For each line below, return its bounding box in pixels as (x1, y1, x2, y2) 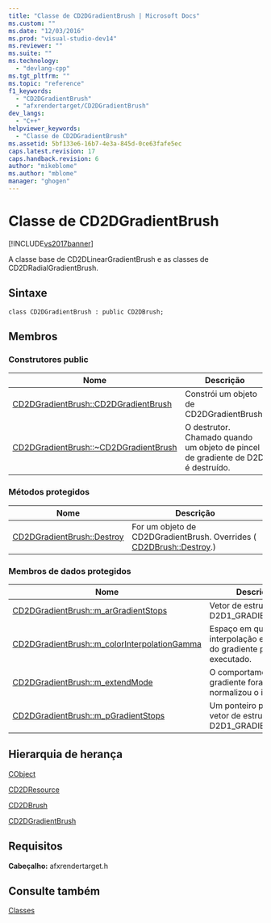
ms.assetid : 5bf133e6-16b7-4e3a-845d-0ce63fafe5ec (8, 139, 182, 148)
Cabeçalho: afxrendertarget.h (8, 861, 109, 870)
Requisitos (8, 840, 63, 853)
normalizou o (209, 686, 260, 698)
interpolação (209, 633, 257, 644)
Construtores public (8, 353, 89, 365)
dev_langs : (8, 110, 45, 118)
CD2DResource (8, 785, 60, 794)
